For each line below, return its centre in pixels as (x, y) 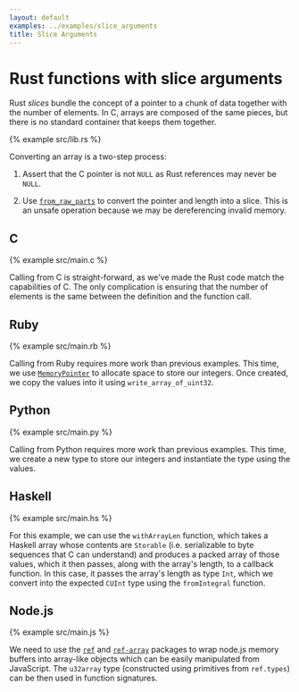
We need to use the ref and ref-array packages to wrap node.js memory (144, 650)
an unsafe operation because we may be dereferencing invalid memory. (154, 210)
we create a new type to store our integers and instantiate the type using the (150, 459)
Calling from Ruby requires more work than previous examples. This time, (144, 363)
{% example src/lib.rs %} (55, 139)
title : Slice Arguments (54, 34)
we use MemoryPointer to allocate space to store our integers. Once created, (149, 373)
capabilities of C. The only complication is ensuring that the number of (139, 287)
